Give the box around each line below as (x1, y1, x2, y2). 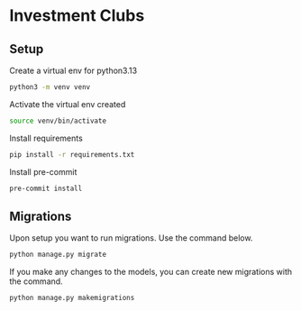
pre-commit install (9, 184, 83, 193)
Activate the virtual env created (9, 98, 126, 109)
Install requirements (9, 133, 83, 143)
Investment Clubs (9, 5, 145, 26)
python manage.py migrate (9, 250, 106, 260)
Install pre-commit (9, 166, 78, 177)
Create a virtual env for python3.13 (9, 65, 138, 76)
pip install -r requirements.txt (9, 150, 135, 159)
